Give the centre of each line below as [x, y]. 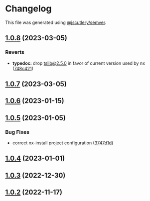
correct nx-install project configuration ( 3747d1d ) [63, 143]
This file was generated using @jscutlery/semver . [56, 22]
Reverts [15, 52]
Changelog [28, 9]
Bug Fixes [17, 132]
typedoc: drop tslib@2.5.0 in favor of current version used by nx [79, 63]
